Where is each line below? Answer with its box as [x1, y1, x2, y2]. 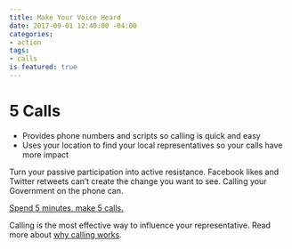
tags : [9, 46, 29, 55]
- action [9, 37, 42, 47]
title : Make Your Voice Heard [9, 12, 122, 22]
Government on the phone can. [9, 185, 124, 196]
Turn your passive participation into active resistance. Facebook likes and [9, 166, 279, 177]
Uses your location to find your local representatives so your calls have [21, 140, 283, 150]
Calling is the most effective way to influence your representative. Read [9, 220, 272, 230]
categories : [9, 29, 53, 38]
